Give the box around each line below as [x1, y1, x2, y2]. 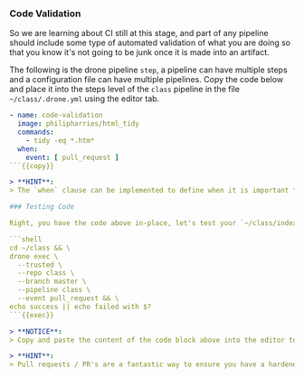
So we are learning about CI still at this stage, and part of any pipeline [9, 28, 269, 39]
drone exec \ [9, 251, 59, 260]
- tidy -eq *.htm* [25, 136, 95, 145]
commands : [17, 128, 54, 137]
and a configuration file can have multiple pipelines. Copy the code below [9, 74, 284, 85]
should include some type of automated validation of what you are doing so [9, 37, 291, 48]
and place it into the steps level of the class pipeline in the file [9, 84, 240, 95]
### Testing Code [9, 203, 75, 212]
